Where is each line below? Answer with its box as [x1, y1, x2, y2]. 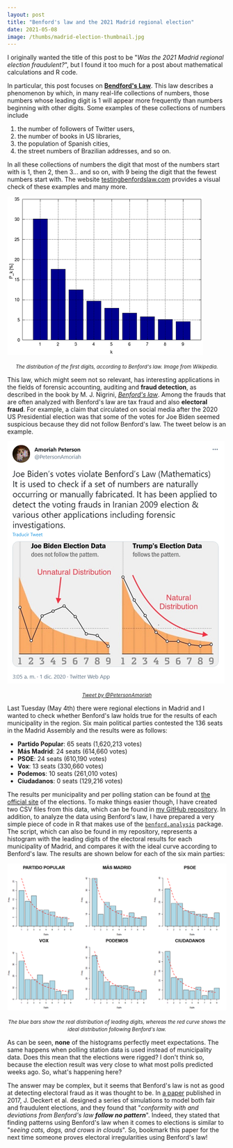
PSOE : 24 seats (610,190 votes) [17, 755, 107, 763]
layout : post [7, 11, 45, 18]
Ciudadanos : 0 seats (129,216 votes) [17, 777, 123, 786]
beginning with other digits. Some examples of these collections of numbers [7, 104, 226, 112]
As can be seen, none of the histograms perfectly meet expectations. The [7, 1039, 219, 1047]
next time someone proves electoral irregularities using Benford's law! [7, 1133, 208, 1142]
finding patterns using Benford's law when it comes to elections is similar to [7, 1119, 224, 1127]
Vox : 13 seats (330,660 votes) [17, 762, 104, 770]
